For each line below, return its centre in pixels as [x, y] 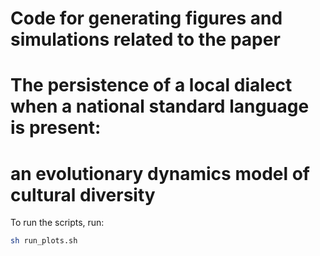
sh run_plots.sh [44, 241]
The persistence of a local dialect [151, 85]
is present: [56, 128]
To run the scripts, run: [57, 223]
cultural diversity [83, 194]
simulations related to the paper [145, 39]
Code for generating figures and [146, 18]
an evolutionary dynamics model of [160, 173]
